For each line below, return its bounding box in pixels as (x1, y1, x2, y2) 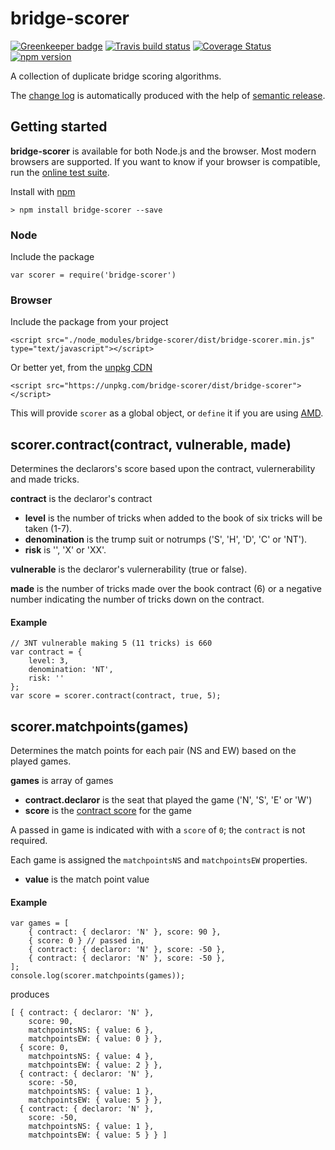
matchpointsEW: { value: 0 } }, (28, 1034, 163, 1044)
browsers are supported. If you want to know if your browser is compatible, (10, 155, 321, 167)
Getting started (10, 118, 108, 136)
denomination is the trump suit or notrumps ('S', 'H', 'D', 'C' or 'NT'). (24, 533, 308, 546)
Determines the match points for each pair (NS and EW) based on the (10, 745, 297, 757)
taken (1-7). (24, 523, 73, 535)
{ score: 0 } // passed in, (28, 936, 145, 946)
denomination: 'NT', (28, 665, 114, 675)
